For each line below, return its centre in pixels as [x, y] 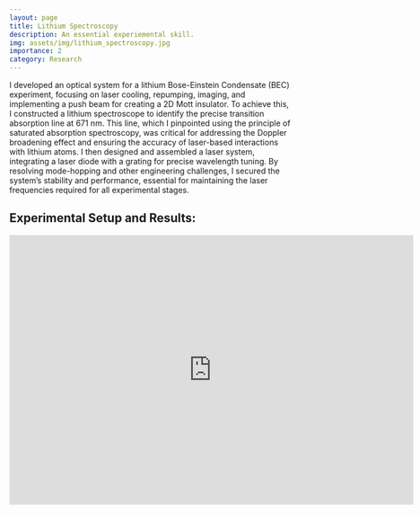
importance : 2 [36, 51]
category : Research [46, 59]
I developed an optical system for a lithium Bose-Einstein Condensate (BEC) [149, 85]
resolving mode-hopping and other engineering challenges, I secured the [144, 171]
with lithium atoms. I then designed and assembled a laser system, [132, 152]
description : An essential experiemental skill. [102, 34]
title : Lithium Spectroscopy [64, 26]
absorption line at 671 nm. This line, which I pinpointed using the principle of [150, 123]
